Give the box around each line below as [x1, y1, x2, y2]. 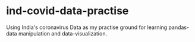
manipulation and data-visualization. [18, 30, 108, 37]
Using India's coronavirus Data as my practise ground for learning [6, 24, 168, 31]
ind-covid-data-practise [6, 4, 129, 18]
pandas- [168, 24, 189, 31]
